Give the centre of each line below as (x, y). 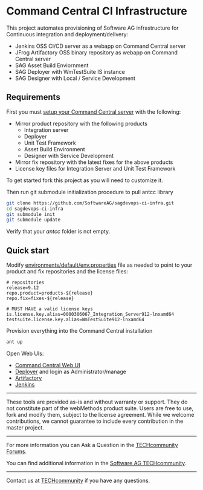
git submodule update (34, 220)
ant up (14, 342)
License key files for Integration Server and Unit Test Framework (95, 168)
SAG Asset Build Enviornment (52, 65)
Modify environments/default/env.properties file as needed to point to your (99, 265)
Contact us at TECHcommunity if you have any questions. (78, 480)
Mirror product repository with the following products (81, 123)
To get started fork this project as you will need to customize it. (85, 180)
